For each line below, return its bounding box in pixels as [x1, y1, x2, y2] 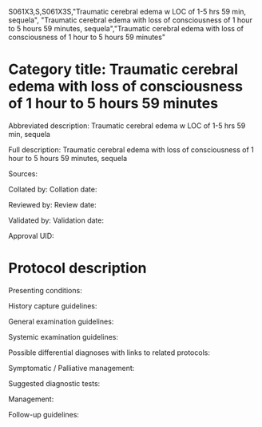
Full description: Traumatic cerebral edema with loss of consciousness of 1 [8, 144, 254, 155]
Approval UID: [8, 231, 54, 240]
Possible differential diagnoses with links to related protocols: [8, 348, 210, 357]
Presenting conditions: [8, 285, 82, 295]
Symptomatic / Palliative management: [8, 363, 135, 373]
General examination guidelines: [8, 316, 114, 326]
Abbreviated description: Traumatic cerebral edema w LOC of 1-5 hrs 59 [8, 120, 246, 131]
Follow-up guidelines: [8, 409, 80, 419]
